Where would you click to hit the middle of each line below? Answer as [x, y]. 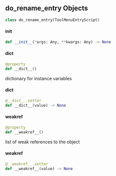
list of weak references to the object [43, 142]
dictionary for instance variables [38, 78]
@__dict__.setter [23, 100]
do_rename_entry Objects [47, 8]
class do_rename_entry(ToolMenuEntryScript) [52, 20]
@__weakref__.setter [27, 164]
